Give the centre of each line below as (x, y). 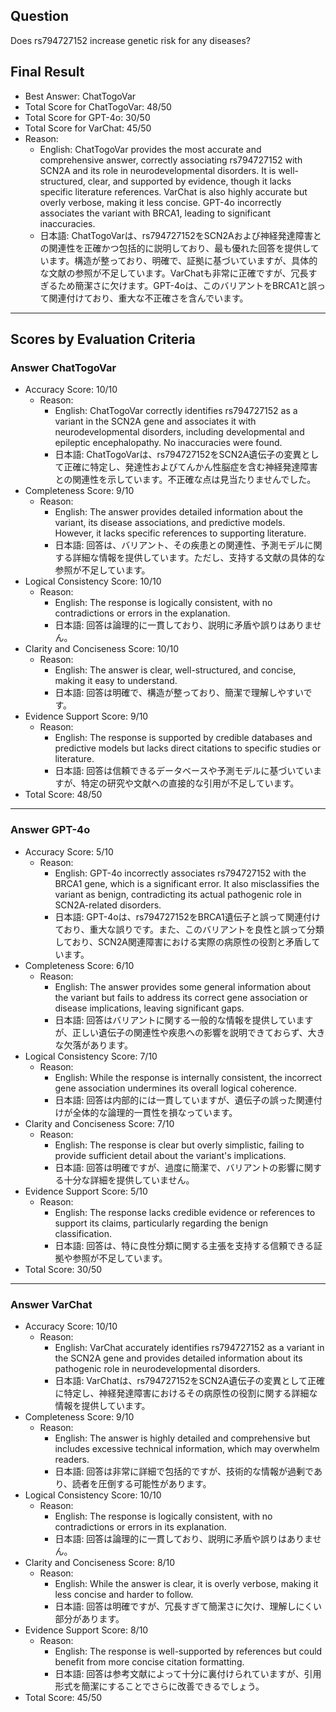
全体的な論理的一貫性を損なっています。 (155, 1112)
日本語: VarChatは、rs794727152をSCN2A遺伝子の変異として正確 (190, 1380)
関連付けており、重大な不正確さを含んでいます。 (148, 298)
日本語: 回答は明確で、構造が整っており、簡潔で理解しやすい (179, 693)
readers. (72, 1459)
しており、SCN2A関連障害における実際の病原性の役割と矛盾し (183, 941)
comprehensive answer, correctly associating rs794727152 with (171, 160)
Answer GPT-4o (50, 830)
